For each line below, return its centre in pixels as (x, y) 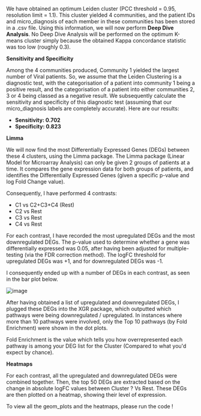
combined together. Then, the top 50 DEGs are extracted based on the (93, 382)
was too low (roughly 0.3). (38, 47)
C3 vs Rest (28, 218)
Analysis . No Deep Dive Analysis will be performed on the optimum (90, 34)
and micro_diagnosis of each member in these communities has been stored (100, 21)
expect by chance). (30, 352)
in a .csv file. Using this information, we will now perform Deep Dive (90, 28)
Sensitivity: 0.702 (38, 120)
